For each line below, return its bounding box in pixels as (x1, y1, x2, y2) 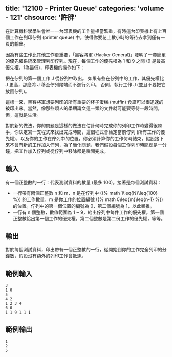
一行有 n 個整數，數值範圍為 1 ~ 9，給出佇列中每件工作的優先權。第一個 (12, 209, 164, 215)
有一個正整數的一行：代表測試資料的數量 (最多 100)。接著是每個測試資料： (5, 179, 162, 185)
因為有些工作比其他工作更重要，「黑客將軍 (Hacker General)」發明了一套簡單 (5, 51, 166, 58)
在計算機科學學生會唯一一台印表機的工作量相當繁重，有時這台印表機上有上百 (5, 28, 167, 34)
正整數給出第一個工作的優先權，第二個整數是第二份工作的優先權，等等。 (12, 215, 165, 221)
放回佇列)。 (5, 88, 30, 94)
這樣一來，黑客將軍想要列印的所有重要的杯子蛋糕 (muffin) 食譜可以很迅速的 (5, 99, 164, 105)
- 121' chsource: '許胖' (5, 13, 77, 22)
